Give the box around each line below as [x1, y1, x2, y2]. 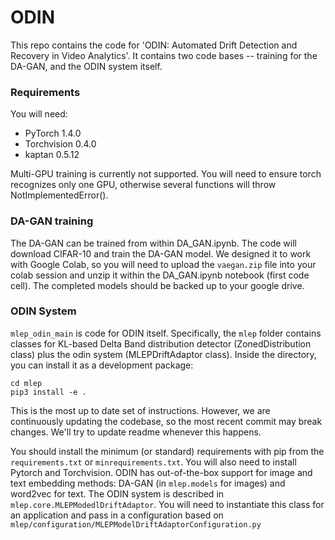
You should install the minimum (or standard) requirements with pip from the [10, 445, 325, 457]
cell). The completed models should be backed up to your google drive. [10, 279, 305, 291]
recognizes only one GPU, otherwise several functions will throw [10, 179, 277, 191]
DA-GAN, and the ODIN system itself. [10, 60, 163, 72]
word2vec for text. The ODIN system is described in [10, 487, 225, 500]
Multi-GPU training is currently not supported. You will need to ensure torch [10, 168, 322, 180]
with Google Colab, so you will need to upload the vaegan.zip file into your [10, 258, 317, 270]
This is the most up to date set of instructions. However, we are [10, 404, 271, 416]
